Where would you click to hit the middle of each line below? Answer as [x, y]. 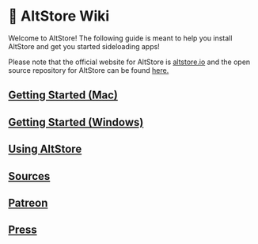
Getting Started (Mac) [63, 95]
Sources [29, 176]
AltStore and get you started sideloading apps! [84, 46]
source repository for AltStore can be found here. [89, 70]
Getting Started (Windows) [76, 122]
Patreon [28, 202]
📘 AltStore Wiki [59, 16]
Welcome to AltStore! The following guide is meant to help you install [120, 38]
